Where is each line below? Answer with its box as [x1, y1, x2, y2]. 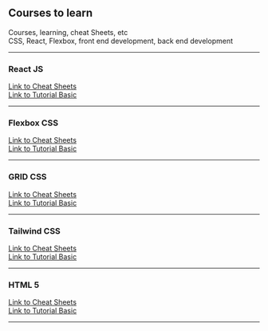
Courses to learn [8, 6, 93, 20]
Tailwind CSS [8, 225, 61, 236]
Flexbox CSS [8, 117, 58, 128]
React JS [8, 63, 44, 74]
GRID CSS [8, 171, 47, 183]
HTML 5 [8, 279, 40, 290]
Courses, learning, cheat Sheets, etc [8, 27, 128, 37]
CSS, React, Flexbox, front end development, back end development [8, 36, 234, 45]
